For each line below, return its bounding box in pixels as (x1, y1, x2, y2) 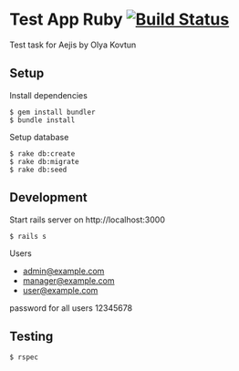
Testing (9, 328, 54, 344)
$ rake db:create (9, 149, 76, 159)
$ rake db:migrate (9, 157, 79, 166)
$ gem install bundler (9, 108, 96, 117)
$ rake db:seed (9, 165, 68, 174)
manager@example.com (22, 274, 116, 286)
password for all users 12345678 (9, 302, 133, 314)
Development (9, 190, 88, 205)
